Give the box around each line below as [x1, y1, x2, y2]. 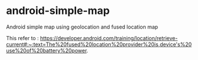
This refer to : [6, 34, 39, 41]
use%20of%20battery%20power [6, 47, 87, 54]
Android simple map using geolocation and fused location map [6, 23, 159, 30]
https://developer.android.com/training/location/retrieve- [40, 34, 178, 41]
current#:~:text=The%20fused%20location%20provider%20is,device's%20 [6, 41, 192, 48]
